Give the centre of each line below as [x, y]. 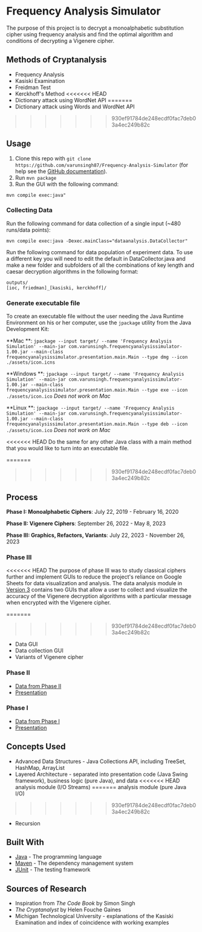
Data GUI [26, 644]
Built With [25, 842]
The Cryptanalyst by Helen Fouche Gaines [68, 910]
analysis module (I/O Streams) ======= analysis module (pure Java [100, 787]
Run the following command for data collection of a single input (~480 [94, 223]
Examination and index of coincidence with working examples [92, 923]
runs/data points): [28, 230]
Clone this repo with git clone [53, 158]
